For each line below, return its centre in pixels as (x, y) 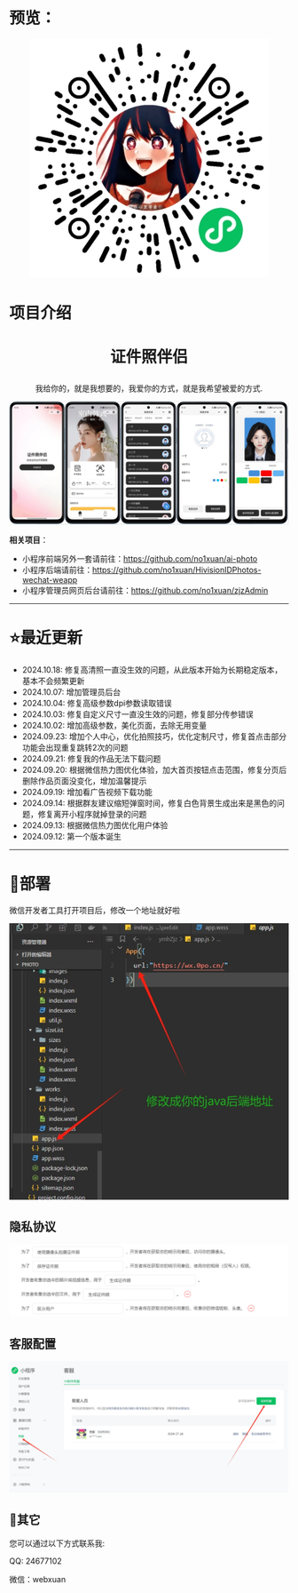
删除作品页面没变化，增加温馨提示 (84, 781)
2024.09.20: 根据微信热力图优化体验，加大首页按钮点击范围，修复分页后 (154, 769)
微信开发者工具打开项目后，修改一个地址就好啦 (94, 910)
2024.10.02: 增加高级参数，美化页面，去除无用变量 (114, 725)
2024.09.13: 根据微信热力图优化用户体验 (95, 825)
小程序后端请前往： (57, 569)
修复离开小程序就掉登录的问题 (92, 814)
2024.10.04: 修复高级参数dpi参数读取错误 (97, 703)
